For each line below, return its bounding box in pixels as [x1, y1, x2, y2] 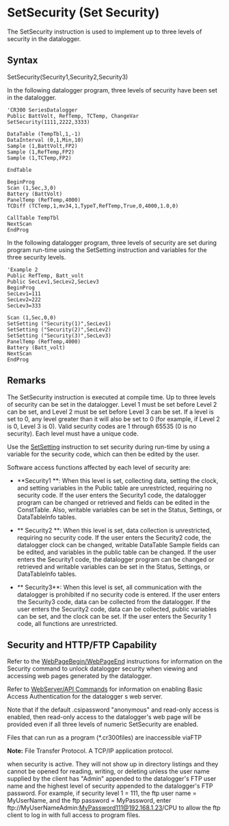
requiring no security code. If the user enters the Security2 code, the [16, 533, 211, 542]
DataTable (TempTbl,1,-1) [7, 130, 81, 138]
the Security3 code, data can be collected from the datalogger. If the [16, 597, 211, 605]
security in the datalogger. [7, 34, 81, 42]
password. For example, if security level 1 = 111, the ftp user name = [7, 789, 197, 797]
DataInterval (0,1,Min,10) [7, 136, 84, 143]
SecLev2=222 [7, 296, 41, 303]
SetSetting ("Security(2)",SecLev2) [7, 326, 111, 333]
